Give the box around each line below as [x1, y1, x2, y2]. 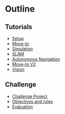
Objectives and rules [12, 98, 53, 104]
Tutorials [5, 23, 32, 31]
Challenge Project [12, 93, 48, 99]
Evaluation [12, 103, 33, 110]
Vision [12, 66, 25, 72]
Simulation [12, 46, 33, 51]
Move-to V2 [12, 62, 36, 67]
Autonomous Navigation [12, 56, 60, 62]
